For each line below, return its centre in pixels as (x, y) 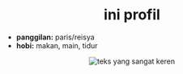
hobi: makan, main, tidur (57, 45)
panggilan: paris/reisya (55, 37)
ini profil (132, 15)
